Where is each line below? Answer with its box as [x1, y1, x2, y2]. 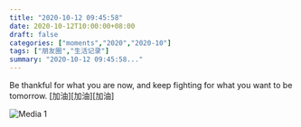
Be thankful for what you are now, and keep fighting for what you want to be [9, 80, 293, 90]
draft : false [9, 30, 59, 39]
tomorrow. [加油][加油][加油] [9, 91, 115, 101]
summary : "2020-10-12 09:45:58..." [9, 55, 144, 64]
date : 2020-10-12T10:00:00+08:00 [9, 22, 136, 31]
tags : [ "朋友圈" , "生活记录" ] [9, 47, 110, 56]
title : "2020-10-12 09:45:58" [9, 13, 124, 23]
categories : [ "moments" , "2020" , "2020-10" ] [9, 38, 172, 48]
